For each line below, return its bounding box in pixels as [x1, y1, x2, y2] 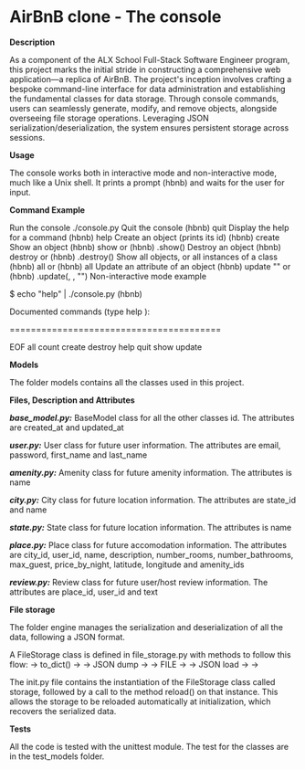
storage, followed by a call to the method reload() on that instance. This [9, 686, 279, 697]
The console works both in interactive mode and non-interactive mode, [9, 167, 277, 178]
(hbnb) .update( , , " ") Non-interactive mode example [9, 270, 207, 281]
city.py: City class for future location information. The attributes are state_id [9, 494, 297, 505]
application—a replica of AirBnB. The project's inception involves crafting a [9, 73, 292, 84]
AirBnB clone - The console [9, 6, 222, 27]
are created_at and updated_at [9, 422, 125, 433]
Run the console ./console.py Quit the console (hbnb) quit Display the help [9, 222, 289, 233]
